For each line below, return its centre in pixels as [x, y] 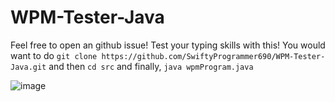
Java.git [28, 67]
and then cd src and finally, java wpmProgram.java [151, 66]
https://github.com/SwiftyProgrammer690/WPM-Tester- [213, 56]
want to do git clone [54, 55]
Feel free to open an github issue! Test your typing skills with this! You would [168, 45]
